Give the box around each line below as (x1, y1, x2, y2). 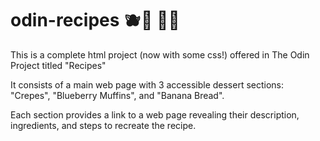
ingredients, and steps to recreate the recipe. (10, 119, 197, 131)
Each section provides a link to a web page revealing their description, (10, 108, 300, 121)
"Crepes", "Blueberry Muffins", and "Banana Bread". (10, 89, 225, 101)
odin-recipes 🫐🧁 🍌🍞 (10, 9, 180, 32)
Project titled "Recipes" (10, 59, 107, 71)
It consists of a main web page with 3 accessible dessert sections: (10, 78, 285, 91)
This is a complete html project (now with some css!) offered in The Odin (10, 48, 310, 61)
